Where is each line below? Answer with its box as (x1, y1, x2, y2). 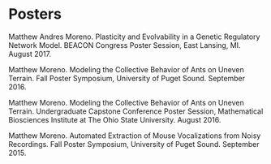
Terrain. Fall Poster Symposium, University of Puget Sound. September (8, 73, 246, 83)
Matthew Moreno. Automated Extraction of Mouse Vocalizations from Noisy (8, 131, 261, 140)
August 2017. (8, 49, 51, 58)
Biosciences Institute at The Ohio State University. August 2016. (8, 114, 222, 124)
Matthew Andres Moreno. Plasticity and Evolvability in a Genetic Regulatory (8, 32, 260, 41)
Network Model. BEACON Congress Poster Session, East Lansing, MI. (8, 40, 241, 50)
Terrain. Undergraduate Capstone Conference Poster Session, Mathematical (8, 106, 264, 116)
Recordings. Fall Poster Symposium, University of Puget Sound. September (8, 139, 260, 149)
